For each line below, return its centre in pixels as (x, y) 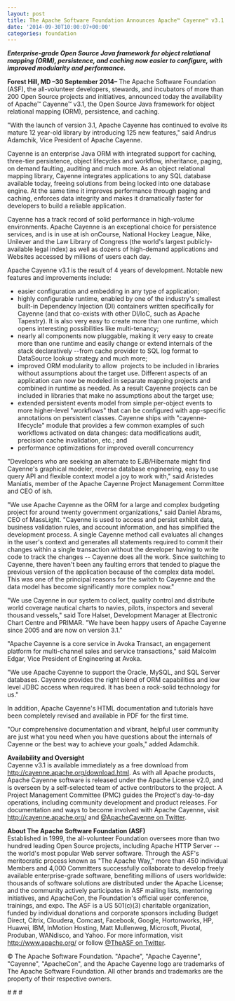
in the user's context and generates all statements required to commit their (115, 542)
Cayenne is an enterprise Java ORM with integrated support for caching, (112, 154)
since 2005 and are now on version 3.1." (65, 630)
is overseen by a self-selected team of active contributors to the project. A (115, 788)
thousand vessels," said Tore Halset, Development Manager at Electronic (112, 615)
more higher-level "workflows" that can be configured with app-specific (122, 410)
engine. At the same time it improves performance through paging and (109, 191)
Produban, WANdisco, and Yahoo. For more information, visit (95, 935)
